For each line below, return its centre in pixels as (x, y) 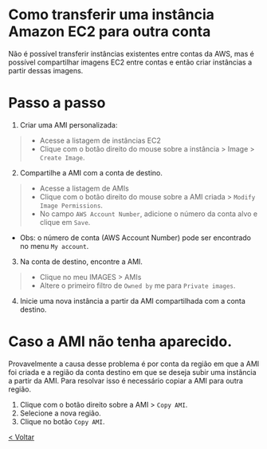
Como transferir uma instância (112, 15)
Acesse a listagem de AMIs (84, 188)
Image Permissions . (71, 205)
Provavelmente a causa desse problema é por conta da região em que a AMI (134, 364)
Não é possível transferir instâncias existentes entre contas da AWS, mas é (132, 53)
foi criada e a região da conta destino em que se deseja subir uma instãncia (132, 372)
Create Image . (62, 157)
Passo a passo (57, 103)
